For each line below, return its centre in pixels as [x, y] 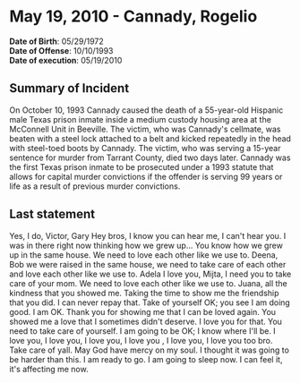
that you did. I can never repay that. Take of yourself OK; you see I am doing [150, 302]
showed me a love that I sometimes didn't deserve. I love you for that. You [146, 321]
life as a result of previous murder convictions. [95, 186]
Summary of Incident [69, 88]
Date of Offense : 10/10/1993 [61, 50]
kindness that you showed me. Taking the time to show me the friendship [144, 293]
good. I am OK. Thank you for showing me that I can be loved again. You [142, 311]
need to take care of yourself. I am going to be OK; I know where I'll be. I [142, 331]
